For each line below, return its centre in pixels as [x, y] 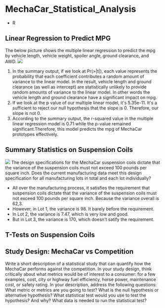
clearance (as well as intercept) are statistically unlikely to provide [79, 87]
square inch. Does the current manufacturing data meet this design [73, 173]
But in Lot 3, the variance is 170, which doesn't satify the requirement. [83, 219]
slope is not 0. [27, 113]
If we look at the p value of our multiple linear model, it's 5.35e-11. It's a [84, 103]
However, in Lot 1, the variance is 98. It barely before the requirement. [83, 208]
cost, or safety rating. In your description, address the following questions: [81, 284]
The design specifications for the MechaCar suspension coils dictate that [86, 162]
